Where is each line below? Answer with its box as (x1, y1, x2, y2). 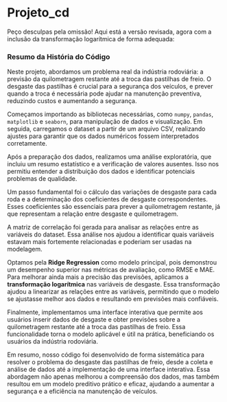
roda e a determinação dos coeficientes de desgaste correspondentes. (7, 195, 208, 203)
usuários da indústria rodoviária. (7, 337, 98, 346)
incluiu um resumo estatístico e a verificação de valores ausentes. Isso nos (7, 160, 219, 168)
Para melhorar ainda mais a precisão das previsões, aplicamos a (7, 273, 189, 281)
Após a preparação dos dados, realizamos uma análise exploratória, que (7, 153, 212, 161)
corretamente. (7, 139, 47, 148)
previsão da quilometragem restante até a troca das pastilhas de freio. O (7, 75, 211, 83)
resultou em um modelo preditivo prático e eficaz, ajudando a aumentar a (7, 380, 215, 388)
